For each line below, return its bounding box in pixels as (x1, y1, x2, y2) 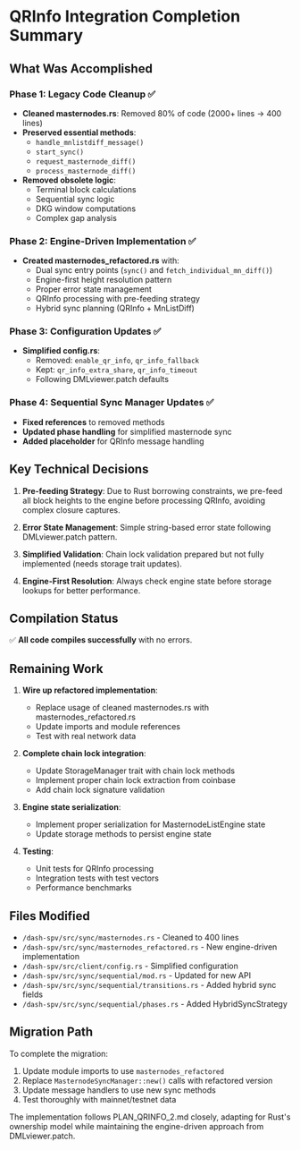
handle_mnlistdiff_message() (35, 138, 145, 147)
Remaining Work (9, 660, 104, 677)
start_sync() (35, 148, 85, 157)
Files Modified (9, 908, 91, 924)
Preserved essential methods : (21, 127, 137, 138)
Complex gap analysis (35, 212, 118, 223)
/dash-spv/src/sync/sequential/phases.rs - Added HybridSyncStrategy (21, 999, 288, 1009)
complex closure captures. (21, 504, 121, 515)
